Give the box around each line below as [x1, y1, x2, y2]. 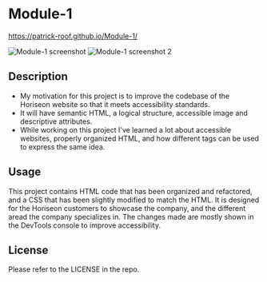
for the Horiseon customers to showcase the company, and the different [8, 203, 246, 212]
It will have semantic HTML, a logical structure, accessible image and [19, 108, 248, 117]
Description [8, 70, 68, 84]
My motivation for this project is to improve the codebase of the [19, 91, 230, 101]
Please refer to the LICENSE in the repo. [8, 264, 140, 274]
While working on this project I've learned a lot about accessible [19, 125, 232, 134]
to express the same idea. [19, 141, 106, 152]
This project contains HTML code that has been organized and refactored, [8, 186, 253, 196]
